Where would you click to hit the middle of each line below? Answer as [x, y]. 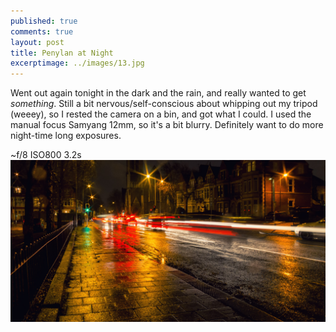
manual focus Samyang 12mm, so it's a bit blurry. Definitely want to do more [167, 125]
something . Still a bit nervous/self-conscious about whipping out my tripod [164, 104]
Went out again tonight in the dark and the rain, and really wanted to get [158, 93]
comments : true [42, 31]
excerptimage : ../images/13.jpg [77, 63]
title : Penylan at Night [62, 53]
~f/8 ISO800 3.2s [46, 155]
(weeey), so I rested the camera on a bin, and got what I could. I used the [161, 114]
